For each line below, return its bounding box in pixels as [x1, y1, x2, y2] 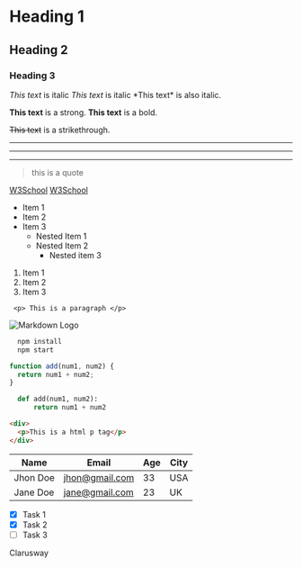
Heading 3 [9, 69, 56, 82]
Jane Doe [13, 486, 55, 499]
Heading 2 [9, 42, 69, 58]
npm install [17, 337, 63, 346]
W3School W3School [9, 184, 88, 195]
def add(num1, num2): [17, 394, 99, 404]
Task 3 [22, 529, 48, 540]
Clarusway [9, 547, 49, 558]
